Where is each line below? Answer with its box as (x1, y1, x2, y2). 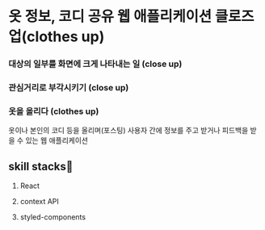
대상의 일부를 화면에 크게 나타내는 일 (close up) (8, 58, 183, 69)
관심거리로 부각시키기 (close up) (8, 82, 129, 94)
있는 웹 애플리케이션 (25, 136, 89, 145)
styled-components (19, 212, 86, 222)
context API (19, 197, 59, 207)
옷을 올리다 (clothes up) (8, 106, 99, 117)
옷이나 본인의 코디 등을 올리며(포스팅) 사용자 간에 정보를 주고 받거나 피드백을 (8, 126, 249, 136)
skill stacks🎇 (8, 159, 74, 174)
